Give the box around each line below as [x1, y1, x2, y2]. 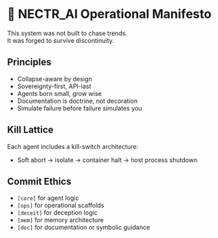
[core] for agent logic [17, 194, 79, 202]
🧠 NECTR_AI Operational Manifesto [7, 6, 212, 22]
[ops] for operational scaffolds [17, 201, 105, 210]
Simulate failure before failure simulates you [17, 103, 143, 112]
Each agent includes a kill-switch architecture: [7, 142, 139, 150]
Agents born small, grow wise [17, 89, 102, 97]
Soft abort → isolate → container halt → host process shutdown [17, 155, 198, 164]
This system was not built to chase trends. [7, 29, 128, 37]
